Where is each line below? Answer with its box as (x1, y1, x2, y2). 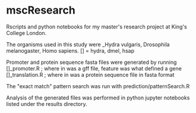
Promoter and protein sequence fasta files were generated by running (6, 59, 177, 66)
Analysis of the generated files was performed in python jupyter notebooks (6, 94, 190, 101)
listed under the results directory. (6, 100, 87, 107)
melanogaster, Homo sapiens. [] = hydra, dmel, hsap (6, 47, 135, 54)
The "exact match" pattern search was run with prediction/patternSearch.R (6, 82, 190, 89)
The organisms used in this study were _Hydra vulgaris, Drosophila (6, 41, 170, 48)
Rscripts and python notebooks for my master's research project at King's (6, 23, 187, 30)
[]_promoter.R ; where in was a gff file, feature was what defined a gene (6, 64, 182, 72)
